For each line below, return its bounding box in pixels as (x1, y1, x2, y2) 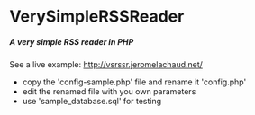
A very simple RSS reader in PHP (9, 36, 134, 47)
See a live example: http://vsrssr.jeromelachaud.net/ (9, 59, 203, 70)
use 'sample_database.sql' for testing (22, 96, 162, 107)
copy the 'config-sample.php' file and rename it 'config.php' (22, 76, 247, 87)
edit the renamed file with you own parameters (22, 86, 196, 97)
